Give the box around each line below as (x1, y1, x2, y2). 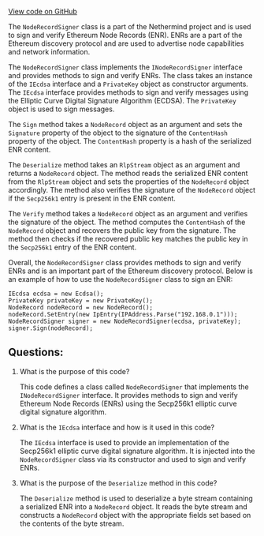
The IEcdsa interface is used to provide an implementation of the (19, 437, 230, 447)
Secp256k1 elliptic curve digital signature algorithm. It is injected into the (19, 446, 256, 455)
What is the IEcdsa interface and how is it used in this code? (19, 422, 215, 432)
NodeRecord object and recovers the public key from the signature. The (8, 226, 236, 235)
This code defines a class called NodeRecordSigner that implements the (19, 382, 250, 392)
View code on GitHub (8, 7, 77, 16)
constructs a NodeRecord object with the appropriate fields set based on (19, 510, 251, 519)
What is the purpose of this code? (19, 366, 130, 376)
